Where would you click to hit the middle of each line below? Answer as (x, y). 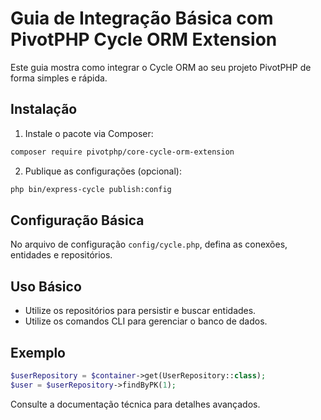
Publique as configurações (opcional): (103, 171)
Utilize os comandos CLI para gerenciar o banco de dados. (146, 321)
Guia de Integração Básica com (142, 18)
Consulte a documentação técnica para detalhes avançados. (135, 404)
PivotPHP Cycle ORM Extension (144, 39)
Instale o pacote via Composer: (89, 133)
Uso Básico (46, 286)
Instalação (44, 109)
